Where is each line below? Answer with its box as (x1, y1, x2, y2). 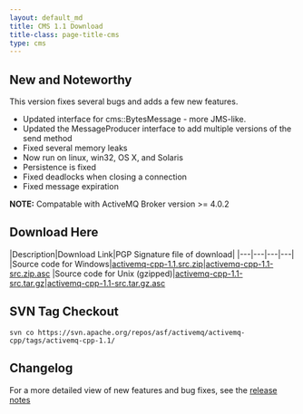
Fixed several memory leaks (22, 142, 128, 154)
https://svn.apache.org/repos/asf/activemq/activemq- (37, 328, 246, 337)
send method (22, 133, 73, 144)
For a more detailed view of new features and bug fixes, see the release (9, 384, 278, 395)
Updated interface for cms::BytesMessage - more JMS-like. (22, 114, 247, 125)
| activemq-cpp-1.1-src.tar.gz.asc (44, 277, 166, 288)
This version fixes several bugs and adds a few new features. (9, 96, 239, 107)
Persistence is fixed (22, 162, 97, 173)
